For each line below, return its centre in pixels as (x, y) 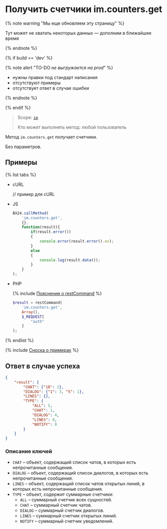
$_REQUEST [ (33, 317)
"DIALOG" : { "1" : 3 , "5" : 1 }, (54, 391)
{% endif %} (18, 107)
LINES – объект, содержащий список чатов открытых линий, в (78, 484)
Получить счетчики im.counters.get (84, 9)
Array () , (31, 312)
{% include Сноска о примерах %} (42, 350)
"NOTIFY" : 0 (44, 424)
